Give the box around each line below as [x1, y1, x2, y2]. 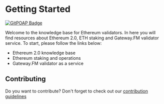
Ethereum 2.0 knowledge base [12, 50, 76, 56]
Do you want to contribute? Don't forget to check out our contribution [5, 88, 148, 94]
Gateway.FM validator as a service [12, 60, 84, 66]
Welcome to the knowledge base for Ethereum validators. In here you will [5, 29, 156, 35]
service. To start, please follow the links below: [5, 40, 102, 46]
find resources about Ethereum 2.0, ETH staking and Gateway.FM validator [5, 35, 159, 41]
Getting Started [5, 3, 71, 15]
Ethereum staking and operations [12, 55, 81, 61]
